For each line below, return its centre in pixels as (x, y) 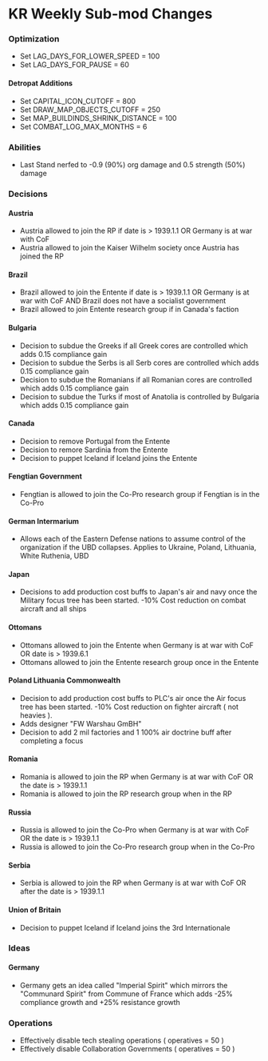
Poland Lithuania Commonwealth (65, 680)
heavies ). (36, 715)
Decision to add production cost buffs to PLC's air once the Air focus (133, 698)
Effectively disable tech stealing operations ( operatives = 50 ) (122, 1040)
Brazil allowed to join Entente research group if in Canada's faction (129, 310)
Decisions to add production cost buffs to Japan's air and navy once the (138, 592)
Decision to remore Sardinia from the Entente (94, 450)
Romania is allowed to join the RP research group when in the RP (126, 794)
